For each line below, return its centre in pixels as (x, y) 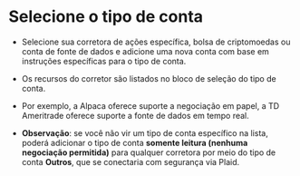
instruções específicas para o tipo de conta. (104, 61)
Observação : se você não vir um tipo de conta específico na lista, (145, 132)
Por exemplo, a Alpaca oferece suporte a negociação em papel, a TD (150, 105)
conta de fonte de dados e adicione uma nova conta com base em (145, 51)
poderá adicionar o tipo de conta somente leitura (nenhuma (135, 142)
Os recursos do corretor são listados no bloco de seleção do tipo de (149, 78)
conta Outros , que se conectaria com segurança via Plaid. (131, 161)
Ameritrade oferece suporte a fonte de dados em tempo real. (135, 115)
